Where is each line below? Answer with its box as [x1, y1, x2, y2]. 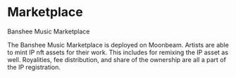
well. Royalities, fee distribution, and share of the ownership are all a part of [7, 55, 227, 63]
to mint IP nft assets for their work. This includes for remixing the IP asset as [7, 48, 229, 56]
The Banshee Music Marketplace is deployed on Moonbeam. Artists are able [7, 40, 229, 49]
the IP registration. [7, 63, 61, 71]
